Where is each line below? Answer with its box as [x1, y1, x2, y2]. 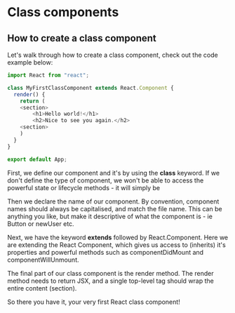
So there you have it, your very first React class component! [7, 298, 180, 306]
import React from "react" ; [7, 72, 90, 79]
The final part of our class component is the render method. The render [7, 269, 214, 277]
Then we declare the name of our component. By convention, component [7, 197, 220, 206]
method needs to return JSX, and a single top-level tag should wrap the [7, 277, 214, 285]
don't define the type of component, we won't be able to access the [7, 176, 204, 185]
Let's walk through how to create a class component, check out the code [7, 51, 219, 59]
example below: [7, 58, 53, 67]
